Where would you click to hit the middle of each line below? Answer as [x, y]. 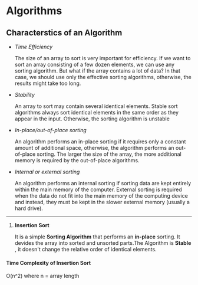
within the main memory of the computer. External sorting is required [98, 189]
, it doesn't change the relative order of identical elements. [86, 249]
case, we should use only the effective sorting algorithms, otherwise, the [103, 77]
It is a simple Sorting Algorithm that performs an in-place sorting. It [97, 237]
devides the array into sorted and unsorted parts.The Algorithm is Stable [103, 243]
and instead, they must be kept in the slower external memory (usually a [102, 202]
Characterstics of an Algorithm [64, 33]
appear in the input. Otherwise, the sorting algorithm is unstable [92, 119]
